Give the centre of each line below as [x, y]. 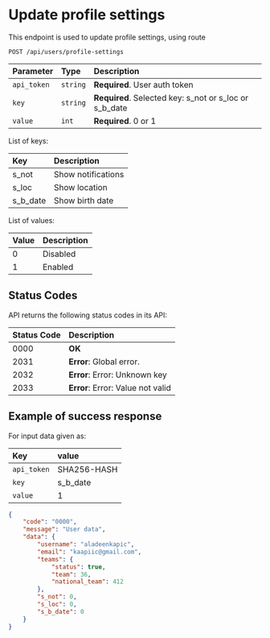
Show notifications [89, 174]
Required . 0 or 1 [125, 121]
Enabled [58, 267]
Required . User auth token [143, 85]
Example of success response [85, 416]
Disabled [59, 254]
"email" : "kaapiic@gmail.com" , [90, 552]
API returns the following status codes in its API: [88, 315]
